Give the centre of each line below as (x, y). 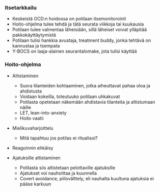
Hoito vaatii (32, 118)
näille (25, 107)
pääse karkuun (35, 184)
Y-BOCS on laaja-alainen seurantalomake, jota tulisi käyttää (74, 51)
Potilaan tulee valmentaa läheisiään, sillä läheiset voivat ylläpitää (79, 30)
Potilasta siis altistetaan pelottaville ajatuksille (68, 167)
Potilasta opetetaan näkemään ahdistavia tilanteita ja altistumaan (88, 102)
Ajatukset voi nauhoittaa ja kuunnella (58, 173)
